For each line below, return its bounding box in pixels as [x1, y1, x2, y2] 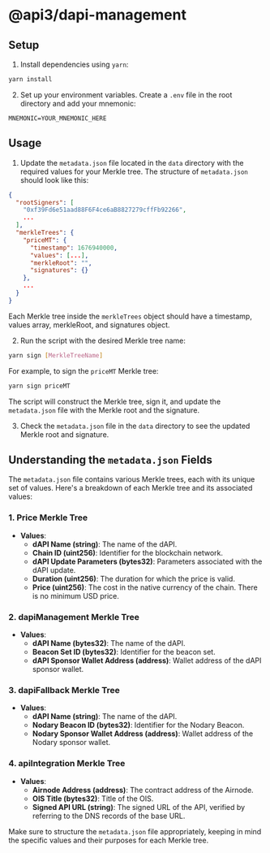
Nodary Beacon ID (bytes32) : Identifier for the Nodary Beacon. [32, 721, 245, 730]
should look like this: [19, 175, 89, 184]
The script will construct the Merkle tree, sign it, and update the [8, 396, 221, 406]
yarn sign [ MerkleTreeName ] [8, 351, 104, 359]
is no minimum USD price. [32, 591, 119, 600]
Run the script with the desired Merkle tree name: [19, 336, 186, 345]
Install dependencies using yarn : [19, 59, 129, 69]
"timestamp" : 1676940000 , [29, 244, 118, 252]
